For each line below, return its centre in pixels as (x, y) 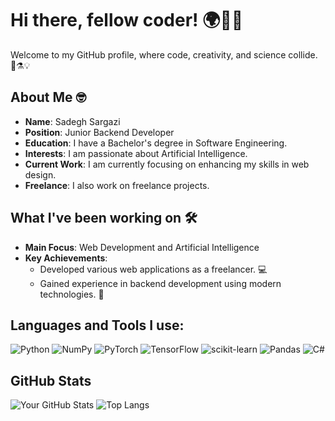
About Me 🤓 (48, 97)
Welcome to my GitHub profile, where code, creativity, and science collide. (164, 54)
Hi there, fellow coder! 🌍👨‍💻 (127, 20)
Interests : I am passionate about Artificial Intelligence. (136, 153)
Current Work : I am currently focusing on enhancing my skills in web (167, 164)
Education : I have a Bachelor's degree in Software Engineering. (156, 143)
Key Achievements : (66, 258)
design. (40, 174)
